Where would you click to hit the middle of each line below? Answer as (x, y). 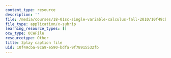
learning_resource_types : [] (36, 29)
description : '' (22, 15)
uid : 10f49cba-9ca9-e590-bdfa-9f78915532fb (52, 47)
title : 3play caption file (34, 43)
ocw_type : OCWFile (25, 33)
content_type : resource (31, 10)
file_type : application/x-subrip (41, 24)
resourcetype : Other (27, 38)
